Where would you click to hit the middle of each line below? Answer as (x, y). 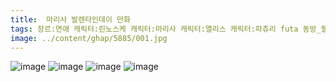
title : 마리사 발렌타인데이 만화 (70, 19)
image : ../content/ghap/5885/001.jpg (89, 38)
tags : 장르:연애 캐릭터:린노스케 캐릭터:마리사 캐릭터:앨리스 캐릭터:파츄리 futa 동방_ (166, 29)
